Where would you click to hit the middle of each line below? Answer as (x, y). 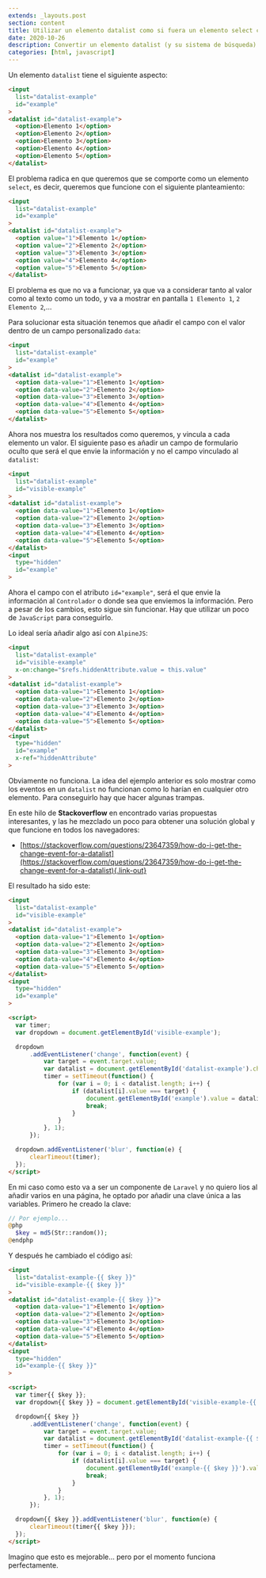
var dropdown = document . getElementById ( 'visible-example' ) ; (118, 1032)
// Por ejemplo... (38, 1218)
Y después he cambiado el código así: (70, 1255)
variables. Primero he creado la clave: (70, 1204)
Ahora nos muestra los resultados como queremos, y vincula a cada (119, 434)
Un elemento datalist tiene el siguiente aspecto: (88, 75)
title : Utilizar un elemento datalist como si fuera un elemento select (131, 30)
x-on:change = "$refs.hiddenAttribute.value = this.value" (111, 670)
